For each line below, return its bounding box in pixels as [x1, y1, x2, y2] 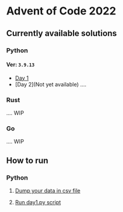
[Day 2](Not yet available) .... [14, 80, 87, 88]
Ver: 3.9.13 [6, 61, 35, 68]
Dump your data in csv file [14, 187, 81, 194]
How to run [6, 155, 49, 166]
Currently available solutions [6, 28, 118, 38]
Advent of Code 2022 [6, 4, 116, 18]
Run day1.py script [14, 198, 61, 205]
